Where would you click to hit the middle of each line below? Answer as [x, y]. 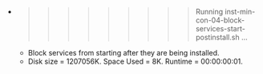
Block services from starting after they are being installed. [123, 53]
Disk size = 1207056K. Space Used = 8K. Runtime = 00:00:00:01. [135, 61]
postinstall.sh [217, 37]
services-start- [221, 29]
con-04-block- [220, 20]
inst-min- [240, 12]
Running [209, 12]
